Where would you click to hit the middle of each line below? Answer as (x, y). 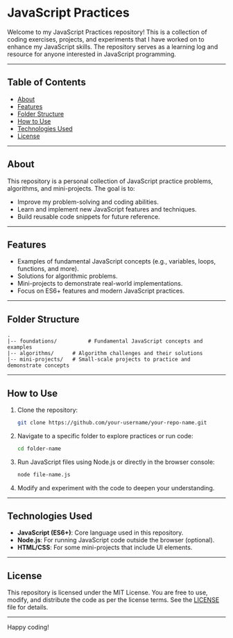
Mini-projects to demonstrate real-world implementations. (100, 284)
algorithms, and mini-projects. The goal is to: (71, 188)
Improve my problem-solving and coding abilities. (88, 202)
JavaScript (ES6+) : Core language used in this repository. (100, 533)
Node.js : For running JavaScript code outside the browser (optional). (116, 540)
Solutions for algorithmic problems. (67, 276)
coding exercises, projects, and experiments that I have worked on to (106, 39)
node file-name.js (44, 474)
